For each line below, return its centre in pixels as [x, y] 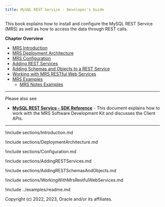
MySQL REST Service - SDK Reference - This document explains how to [86, 108]
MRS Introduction [30, 48]
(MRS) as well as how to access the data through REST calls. [67, 29]
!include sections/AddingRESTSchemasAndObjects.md [61, 170]
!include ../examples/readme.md [38, 189]
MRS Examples [27, 79]
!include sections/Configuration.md [41, 151]
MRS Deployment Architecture [43, 53]
